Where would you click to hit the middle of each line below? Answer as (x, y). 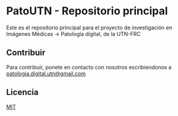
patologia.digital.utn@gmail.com (46, 74)
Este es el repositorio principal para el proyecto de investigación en (89, 28)
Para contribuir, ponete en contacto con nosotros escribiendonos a (89, 67)
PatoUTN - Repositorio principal (87, 11)
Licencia (22, 92)
